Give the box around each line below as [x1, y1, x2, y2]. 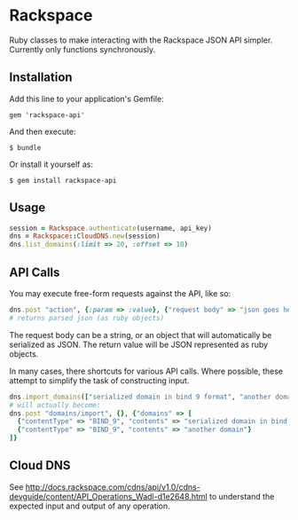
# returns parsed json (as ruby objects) [9, 313, 165, 322]
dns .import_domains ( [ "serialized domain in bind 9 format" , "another [9, 392, 272, 401]
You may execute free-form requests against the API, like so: [9, 288, 231, 298]
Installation [9, 70, 73, 85]
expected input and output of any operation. [9, 500, 170, 511]
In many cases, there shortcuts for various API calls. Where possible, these [9, 366, 284, 376]
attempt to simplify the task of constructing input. [9, 374, 190, 386]
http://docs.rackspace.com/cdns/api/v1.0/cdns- [25, 481, 201, 492]
